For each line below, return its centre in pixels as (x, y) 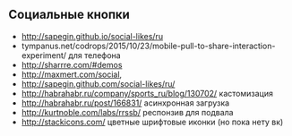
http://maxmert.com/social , (72, 74)
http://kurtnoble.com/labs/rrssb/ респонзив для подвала (127, 112)
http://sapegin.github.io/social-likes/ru (92, 36)
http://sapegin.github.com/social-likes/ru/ (98, 83)
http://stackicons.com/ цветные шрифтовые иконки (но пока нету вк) (152, 122)
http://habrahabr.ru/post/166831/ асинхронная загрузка (125, 103)
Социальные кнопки (69, 15)
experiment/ (44, 55)
